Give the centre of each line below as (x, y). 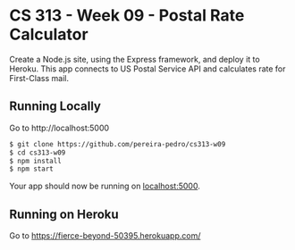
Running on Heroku (64, 214)
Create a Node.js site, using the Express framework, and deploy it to (135, 59)
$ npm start (31, 169)
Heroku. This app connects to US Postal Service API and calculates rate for (147, 69)
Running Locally (55, 107)
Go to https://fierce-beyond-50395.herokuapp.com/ (105, 236)
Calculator (49, 34)
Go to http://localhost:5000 (59, 128)
